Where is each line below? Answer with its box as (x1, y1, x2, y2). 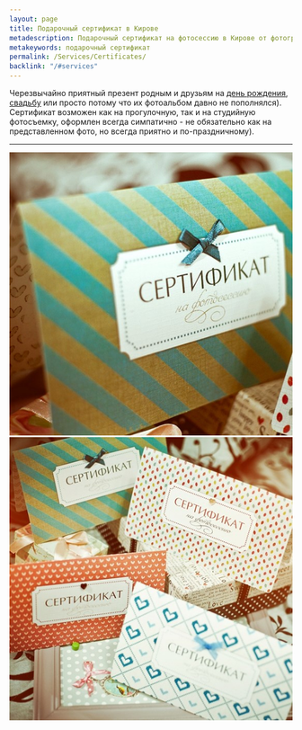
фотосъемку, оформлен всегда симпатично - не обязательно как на (9, 117, 272, 127)
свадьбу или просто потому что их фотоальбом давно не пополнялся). (9, 97, 282, 108)
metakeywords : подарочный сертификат (9, 43, 151, 52)
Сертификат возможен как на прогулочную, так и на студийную (9, 107, 256, 117)
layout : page (9, 14, 58, 23)
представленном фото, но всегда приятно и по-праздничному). (9, 126, 254, 137)
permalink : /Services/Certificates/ (9, 52, 147, 62)
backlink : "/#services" (9, 62, 99, 71)
